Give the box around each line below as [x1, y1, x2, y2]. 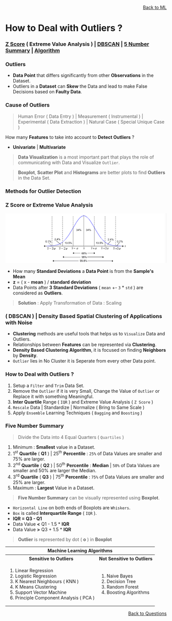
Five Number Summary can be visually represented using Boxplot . [17, 494, 160, 500]
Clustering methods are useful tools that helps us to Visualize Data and [12, 331, 165, 337]
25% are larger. [12, 479, 46, 485]
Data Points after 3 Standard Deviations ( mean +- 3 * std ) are [12, 284, 143, 290]
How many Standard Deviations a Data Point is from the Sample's [12, 268, 154, 274]
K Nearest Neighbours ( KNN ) [15, 578, 79, 584]
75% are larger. [12, 456, 46, 462]
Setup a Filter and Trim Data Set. [12, 382, 84, 389]
